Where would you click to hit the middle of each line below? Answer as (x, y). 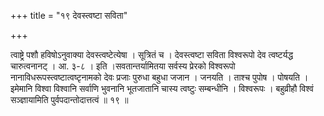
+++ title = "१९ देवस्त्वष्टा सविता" (69, 15)
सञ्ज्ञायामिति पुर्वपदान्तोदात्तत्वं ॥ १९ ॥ (69, 99)
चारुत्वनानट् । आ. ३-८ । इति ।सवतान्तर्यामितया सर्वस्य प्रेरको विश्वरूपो (123, 66)
